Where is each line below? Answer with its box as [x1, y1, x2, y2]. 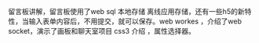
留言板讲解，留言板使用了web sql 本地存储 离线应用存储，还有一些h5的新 [8, 7, 245, 16]
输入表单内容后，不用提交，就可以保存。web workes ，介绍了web [28, 16, 242, 26]
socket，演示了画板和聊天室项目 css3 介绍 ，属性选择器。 [8, 27, 196, 35]
